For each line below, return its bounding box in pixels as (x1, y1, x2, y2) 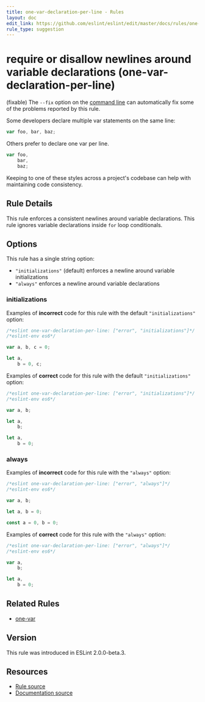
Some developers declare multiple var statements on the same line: (6, 117, 176, 124)
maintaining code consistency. (6, 181, 83, 188)
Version (6, 633, 37, 643)
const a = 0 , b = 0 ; (6, 520, 59, 526)
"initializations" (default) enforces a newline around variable (15, 267, 175, 274)
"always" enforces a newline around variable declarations (15, 280, 160, 288)
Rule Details (6, 198, 53, 209)
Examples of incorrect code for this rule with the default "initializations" (6, 309, 196, 316)
